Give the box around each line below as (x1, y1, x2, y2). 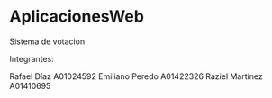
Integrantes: (9, 53, 54, 64)
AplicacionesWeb (9, 6, 144, 27)
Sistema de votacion (9, 36, 86, 47)
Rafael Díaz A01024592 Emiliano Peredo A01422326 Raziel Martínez (9, 70, 263, 82)
